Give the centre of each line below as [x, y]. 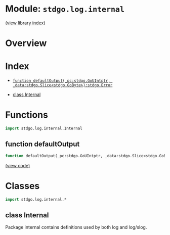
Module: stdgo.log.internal [65, 9]
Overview [26, 43]
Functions [27, 115]
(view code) [18, 165]
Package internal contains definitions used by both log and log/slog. [76, 227]
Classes [23, 186]
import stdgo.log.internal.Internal [44, 128]
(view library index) [25, 23]
